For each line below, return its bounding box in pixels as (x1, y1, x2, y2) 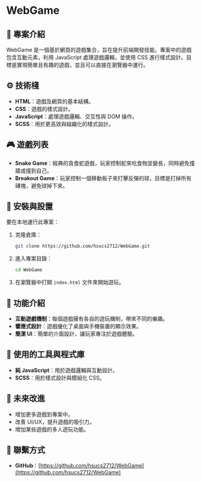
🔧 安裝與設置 (6, 201, 53, 211)
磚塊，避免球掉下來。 (14, 182, 68, 189)
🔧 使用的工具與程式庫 (6, 349, 85, 360)
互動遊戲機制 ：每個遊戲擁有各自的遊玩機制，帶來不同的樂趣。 (14, 315, 169, 322)
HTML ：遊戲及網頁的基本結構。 (14, 98, 94, 105)
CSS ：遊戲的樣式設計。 (14, 105, 74, 112)
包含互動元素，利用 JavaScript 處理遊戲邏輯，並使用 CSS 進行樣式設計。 (6, 54, 187, 61)
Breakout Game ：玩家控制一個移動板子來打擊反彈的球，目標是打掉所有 (14, 174, 192, 181)
